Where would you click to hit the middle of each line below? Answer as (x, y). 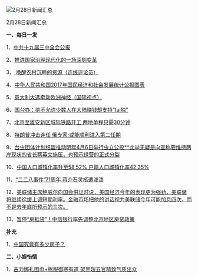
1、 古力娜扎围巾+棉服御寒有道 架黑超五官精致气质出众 (72, 269)
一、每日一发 (22, 35)
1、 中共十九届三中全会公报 (38, 47)
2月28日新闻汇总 (27, 22)
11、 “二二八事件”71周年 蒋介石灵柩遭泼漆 (55, 180)
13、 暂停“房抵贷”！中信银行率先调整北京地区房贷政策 (70, 219)
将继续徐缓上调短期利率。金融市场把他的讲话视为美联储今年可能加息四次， (96, 199)
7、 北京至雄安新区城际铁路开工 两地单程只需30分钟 (68, 122)
